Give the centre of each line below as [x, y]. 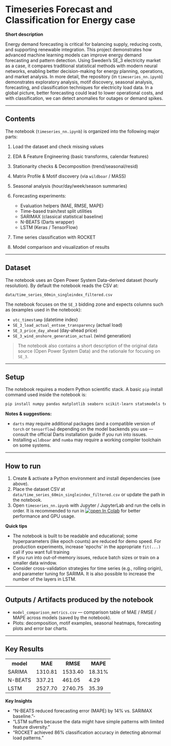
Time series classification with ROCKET [54, 237]
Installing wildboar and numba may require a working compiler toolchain [87, 440]
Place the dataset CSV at [39, 489]
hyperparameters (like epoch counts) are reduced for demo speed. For [87, 541]
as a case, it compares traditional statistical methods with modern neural [81, 66]
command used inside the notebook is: [46, 395]
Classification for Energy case [70, 20]
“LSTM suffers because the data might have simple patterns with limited [88, 722]
